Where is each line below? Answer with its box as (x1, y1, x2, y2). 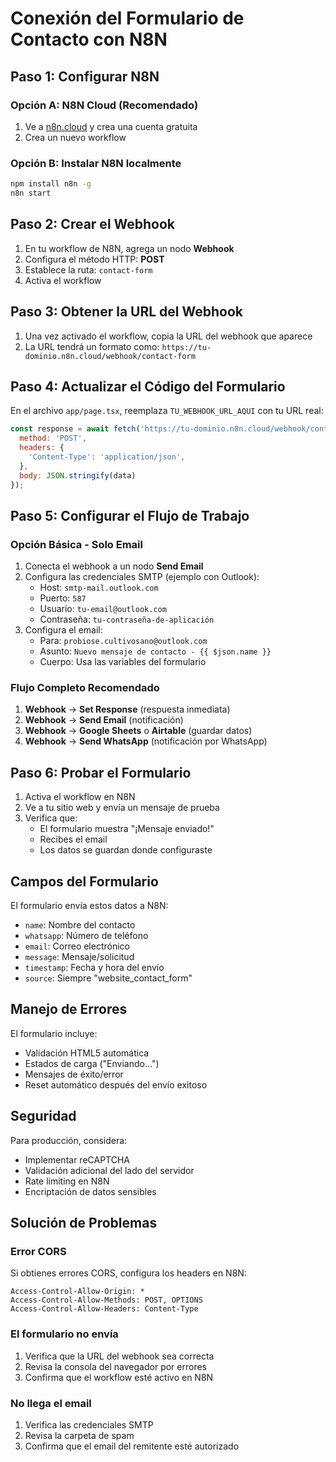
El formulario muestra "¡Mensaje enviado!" (39, 823, 215, 835)
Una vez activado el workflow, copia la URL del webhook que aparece (24, 330, 313, 342)
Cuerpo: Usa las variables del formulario (39, 656, 207, 668)
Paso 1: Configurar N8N (10, 68, 160, 85)
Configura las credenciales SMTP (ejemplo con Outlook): (24, 571, 260, 583)
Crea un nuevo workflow (24, 131, 127, 143)
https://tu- (161, 342, 212, 352)
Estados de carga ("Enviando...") (24, 1057, 160, 1069)
